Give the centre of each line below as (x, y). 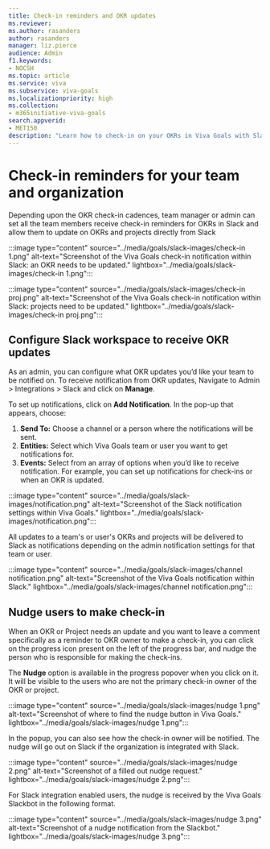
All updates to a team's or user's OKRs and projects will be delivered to (126, 537)
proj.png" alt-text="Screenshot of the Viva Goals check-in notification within (135, 297)
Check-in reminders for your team (124, 175)
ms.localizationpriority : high (61, 98)
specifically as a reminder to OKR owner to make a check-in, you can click (131, 640)
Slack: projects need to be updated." (69, 306)
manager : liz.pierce (43, 46)
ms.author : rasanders (45, 31)
